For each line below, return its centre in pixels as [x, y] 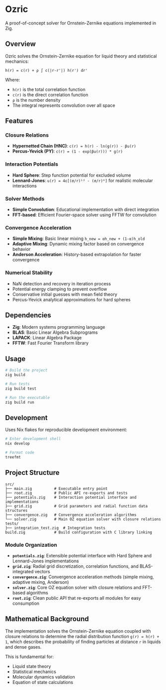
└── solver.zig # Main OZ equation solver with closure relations [83, 519]
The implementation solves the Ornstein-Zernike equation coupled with [78, 631]
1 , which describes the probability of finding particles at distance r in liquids [83, 642]
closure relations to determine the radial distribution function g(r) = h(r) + [82, 636]
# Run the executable [28, 398]
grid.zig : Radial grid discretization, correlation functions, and [75, 566]
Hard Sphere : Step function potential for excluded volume [72, 175]
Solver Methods [25, 199]
